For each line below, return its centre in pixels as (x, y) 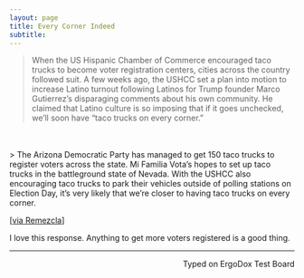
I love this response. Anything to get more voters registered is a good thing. (150, 238)
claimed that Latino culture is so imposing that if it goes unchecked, (157, 109)
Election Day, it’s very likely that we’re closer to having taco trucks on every (150, 193)
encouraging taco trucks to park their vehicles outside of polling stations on (150, 184)
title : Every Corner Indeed (62, 26)
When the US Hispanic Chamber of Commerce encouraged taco (151, 61)
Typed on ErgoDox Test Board (238, 264)
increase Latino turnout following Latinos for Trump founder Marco (156, 89)
